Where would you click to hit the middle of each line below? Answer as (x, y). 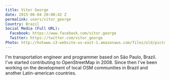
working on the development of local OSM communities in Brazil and (77, 67)
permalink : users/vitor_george (38, 19)
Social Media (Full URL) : (32, 29)
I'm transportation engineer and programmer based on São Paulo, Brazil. (81, 57)
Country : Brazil (22, 24)
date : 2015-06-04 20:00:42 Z (36, 15)
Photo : (12, 43)
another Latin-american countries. (41, 73)
